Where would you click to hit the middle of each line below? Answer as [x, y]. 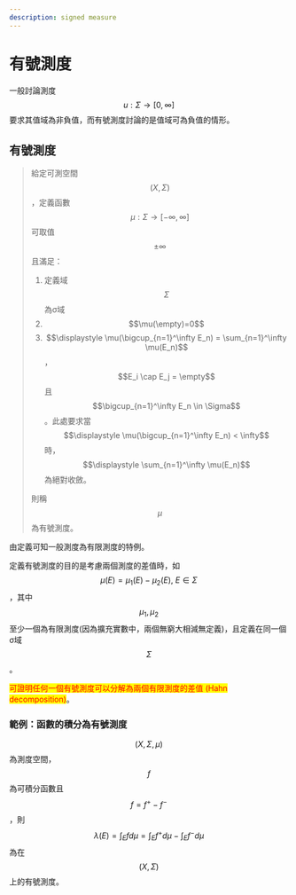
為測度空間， [32, 759]
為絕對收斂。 [67, 480]
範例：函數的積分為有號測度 [68, 724]
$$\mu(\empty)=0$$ [167, 324]
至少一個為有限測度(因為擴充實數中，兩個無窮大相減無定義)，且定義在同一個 [148, 628]
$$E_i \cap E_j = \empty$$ [167, 377]
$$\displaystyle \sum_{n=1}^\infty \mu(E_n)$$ [167, 465]
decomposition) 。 [42, 699]
